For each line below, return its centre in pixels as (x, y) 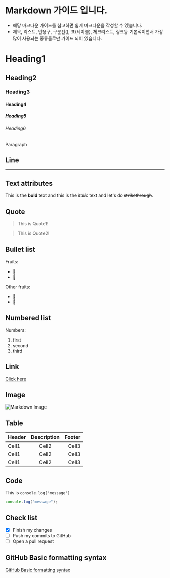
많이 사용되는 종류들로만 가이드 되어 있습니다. (57, 38)
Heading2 (21, 77)
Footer (73, 437)
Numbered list (28, 318)
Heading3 (18, 92)
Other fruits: (18, 287)
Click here (16, 379)
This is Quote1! (33, 224)
